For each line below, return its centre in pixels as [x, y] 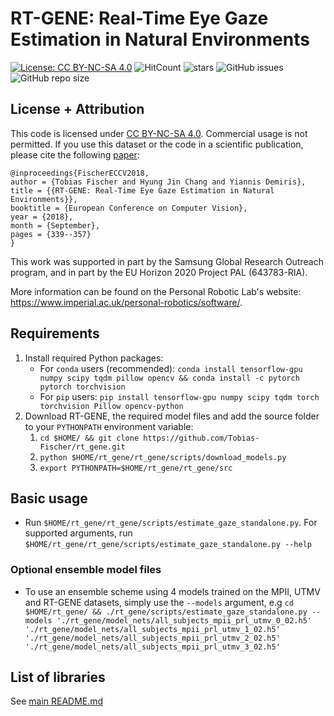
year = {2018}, [42, 217]
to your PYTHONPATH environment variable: [109, 426]
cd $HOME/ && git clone [89, 438]
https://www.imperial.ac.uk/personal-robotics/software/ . [126, 302]
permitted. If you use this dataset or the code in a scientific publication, [157, 144]
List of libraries [58, 677]
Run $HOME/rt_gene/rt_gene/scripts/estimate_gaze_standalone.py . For [171, 523]
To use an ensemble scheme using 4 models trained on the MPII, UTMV [172, 591]
